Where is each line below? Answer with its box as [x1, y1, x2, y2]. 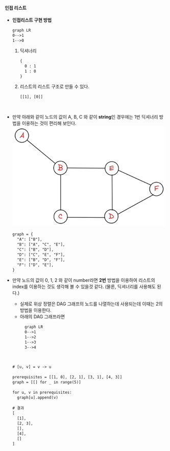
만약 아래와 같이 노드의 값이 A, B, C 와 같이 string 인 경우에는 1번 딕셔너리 [12, 114, 158, 120]
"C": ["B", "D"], [17, 247, 54, 252]
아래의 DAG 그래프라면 [19, 313, 65, 320]
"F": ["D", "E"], [17, 262, 54, 267]
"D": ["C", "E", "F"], [17, 252, 65, 257]
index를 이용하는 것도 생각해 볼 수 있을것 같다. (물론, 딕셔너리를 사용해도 [12, 284, 156, 289]
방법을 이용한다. [19, 307, 52, 313]
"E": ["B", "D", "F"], [17, 257, 65, 262]
